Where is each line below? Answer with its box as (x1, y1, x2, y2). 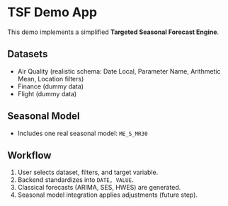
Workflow (7, 149, 52, 161)
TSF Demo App (7, 4, 98, 21)
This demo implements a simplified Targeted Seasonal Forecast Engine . (7, 28, 220, 36)
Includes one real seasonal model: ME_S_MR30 (17, 129, 148, 137)
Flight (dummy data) (17, 89, 77, 98)
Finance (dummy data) (17, 82, 84, 91)
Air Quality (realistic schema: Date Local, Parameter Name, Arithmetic (17, 67, 221, 75)
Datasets (7, 48, 48, 60)
